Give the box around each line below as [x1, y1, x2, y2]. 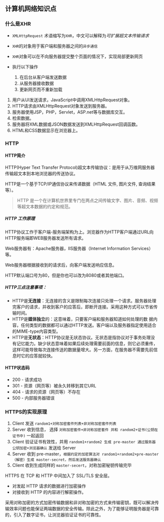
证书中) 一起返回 [12, 432, 44, 439]
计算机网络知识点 [5, 4, 57, 13]
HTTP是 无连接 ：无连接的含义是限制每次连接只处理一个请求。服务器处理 [12, 297, 157, 303]
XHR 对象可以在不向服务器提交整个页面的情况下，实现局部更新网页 [12, 53, 143, 59]
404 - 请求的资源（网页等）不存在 [12, 388, 81, 395]
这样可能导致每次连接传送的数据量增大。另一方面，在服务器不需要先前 [12, 346, 154, 352]
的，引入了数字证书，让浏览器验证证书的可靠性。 [5, 512, 103, 518]
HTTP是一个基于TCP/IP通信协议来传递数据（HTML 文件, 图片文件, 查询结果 [5, 181, 156, 187]
